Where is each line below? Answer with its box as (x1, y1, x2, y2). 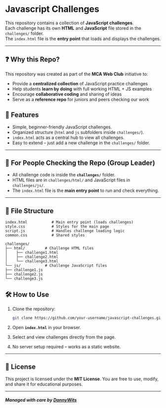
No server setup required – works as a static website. (12, 344, 121, 350)
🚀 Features (5, 111, 39, 119)
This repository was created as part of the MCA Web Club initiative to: (5, 71, 148, 77)
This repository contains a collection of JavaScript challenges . (5, 20, 134, 26)
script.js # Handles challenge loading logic (5, 229, 125, 233)
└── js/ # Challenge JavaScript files (5, 263, 107, 268)
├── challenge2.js (5, 272, 43, 277)
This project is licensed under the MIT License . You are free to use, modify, (5, 376, 159, 382)
